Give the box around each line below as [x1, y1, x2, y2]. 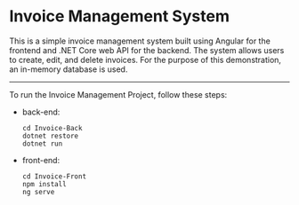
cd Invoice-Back [21, 123, 83, 132]
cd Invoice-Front [21, 171, 87, 181]
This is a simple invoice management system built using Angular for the [9, 35, 271, 46]
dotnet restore [21, 131, 79, 140]
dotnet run [21, 139, 63, 148]
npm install [21, 179, 67, 188]
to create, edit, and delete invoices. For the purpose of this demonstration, [9, 54, 282, 65]
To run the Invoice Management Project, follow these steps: [9, 89, 228, 99]
